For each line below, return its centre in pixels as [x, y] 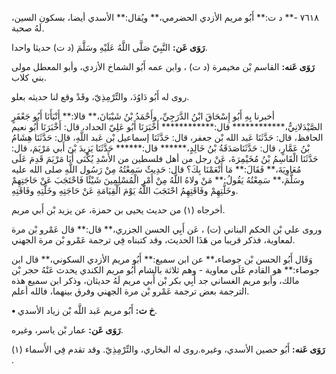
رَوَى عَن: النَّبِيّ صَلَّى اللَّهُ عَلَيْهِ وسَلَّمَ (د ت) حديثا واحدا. [109, 47]
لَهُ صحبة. [28, 28]
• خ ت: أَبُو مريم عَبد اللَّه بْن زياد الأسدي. [84, 310]
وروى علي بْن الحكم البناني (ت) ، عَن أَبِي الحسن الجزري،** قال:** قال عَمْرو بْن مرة [167, 229]
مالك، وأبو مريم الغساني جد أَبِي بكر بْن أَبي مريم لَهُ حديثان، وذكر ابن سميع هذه [155, 280]
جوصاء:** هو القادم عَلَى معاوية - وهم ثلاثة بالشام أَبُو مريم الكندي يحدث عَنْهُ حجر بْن [165, 270]
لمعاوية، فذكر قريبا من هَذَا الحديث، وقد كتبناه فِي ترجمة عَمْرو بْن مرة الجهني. [153, 240]
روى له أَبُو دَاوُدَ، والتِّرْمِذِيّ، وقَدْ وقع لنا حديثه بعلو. [100, 96]
